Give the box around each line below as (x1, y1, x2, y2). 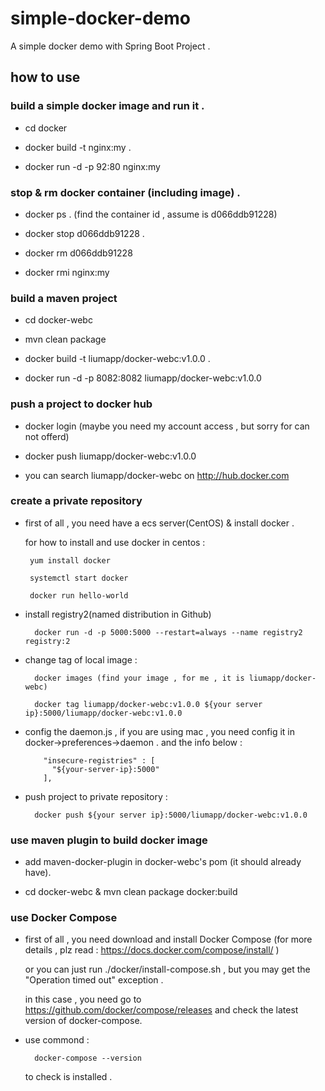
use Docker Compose (10, 911, 118, 925)
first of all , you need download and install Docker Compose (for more (24, 933, 313, 946)
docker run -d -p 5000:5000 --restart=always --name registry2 (34, 627, 303, 637)
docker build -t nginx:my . (24, 141, 132, 153)
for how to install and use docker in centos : (24, 536, 206, 548)
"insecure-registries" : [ (43, 755, 156, 766)
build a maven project (10, 291, 118, 305)
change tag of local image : (24, 653, 138, 666)
